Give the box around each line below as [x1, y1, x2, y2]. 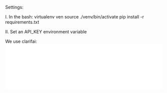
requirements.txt [5, 19, 39, 25]
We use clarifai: [5, 38, 37, 44]
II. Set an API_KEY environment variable [5, 29, 87, 34]
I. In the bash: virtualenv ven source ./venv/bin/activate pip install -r [5, 14, 144, 19]
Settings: [5, 4, 23, 10]
